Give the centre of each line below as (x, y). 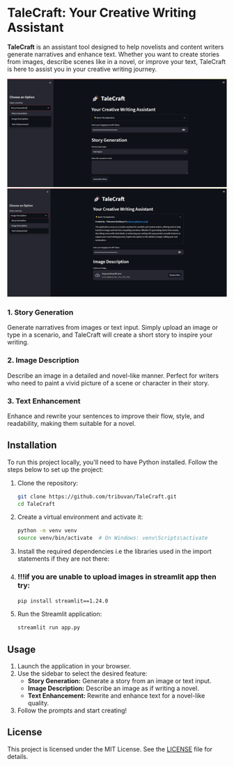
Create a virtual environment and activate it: (80, 517)
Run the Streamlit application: (60, 614)
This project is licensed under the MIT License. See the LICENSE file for (110, 749)
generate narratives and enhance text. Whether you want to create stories (113, 54)
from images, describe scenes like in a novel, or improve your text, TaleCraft (117, 61)
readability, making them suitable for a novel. (72, 423)
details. (18, 756)
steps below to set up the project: (55, 469)
